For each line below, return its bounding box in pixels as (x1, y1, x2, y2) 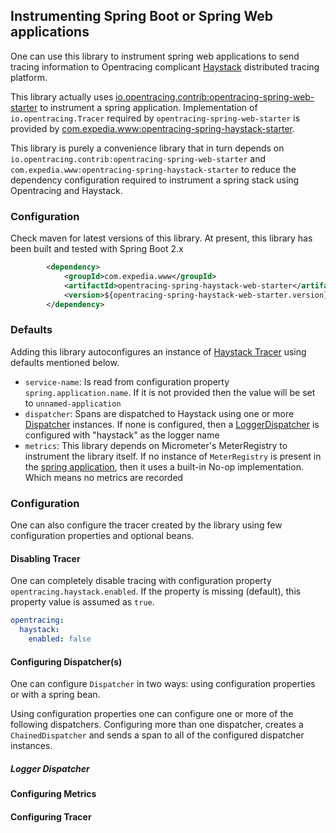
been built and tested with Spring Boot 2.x (10, 243, 184, 255)
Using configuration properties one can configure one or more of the (10, 708, 294, 720)
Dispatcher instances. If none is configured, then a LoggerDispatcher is (24, 418, 320, 430)
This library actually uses (10, 90, 114, 103)
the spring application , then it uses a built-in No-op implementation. (24, 460, 304, 473)
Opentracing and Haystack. (10, 184, 123, 196)
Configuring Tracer (10, 810, 92, 823)
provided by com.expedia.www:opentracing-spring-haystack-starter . (10, 122, 295, 134)
